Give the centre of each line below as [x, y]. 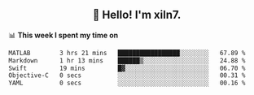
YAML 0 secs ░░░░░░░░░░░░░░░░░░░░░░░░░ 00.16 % [127, 83]
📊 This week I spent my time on [63, 35]
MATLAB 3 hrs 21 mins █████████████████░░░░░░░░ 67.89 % [127, 53]
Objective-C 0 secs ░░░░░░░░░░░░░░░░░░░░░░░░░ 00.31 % [127, 76]
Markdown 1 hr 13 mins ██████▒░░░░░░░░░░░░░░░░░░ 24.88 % [127, 60]
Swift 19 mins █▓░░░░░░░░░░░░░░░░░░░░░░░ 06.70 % [127, 68]
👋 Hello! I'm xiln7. [137, 15]
